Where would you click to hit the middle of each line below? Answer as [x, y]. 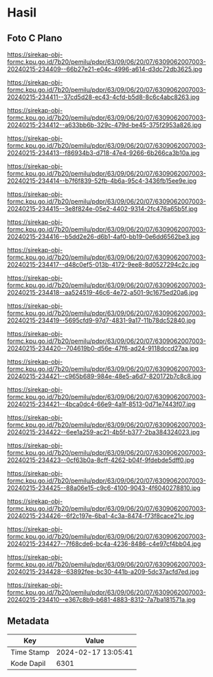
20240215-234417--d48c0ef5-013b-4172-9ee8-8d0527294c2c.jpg [103, 265]
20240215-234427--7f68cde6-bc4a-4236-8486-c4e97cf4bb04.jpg [104, 544]
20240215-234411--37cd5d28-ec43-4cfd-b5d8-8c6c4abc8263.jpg [103, 97]
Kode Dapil [28, 663]
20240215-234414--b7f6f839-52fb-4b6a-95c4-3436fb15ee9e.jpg [102, 181]
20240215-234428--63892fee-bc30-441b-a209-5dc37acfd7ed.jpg [103, 571]
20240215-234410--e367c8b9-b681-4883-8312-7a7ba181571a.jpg [101, 600]
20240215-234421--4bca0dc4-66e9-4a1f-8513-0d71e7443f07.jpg [101, 404]
